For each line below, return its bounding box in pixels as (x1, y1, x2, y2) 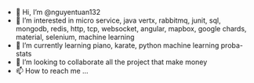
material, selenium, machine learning (15, 32, 135, 41)
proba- (220, 41, 244, 50)
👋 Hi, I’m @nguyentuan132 (15, 8, 101, 16)
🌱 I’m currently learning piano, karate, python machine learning (15, 41, 220, 50)
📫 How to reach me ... (15, 67, 89, 75)
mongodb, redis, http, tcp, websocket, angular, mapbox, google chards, (15, 24, 247, 33)
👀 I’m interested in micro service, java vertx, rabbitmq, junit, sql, (15, 16, 221, 25)
